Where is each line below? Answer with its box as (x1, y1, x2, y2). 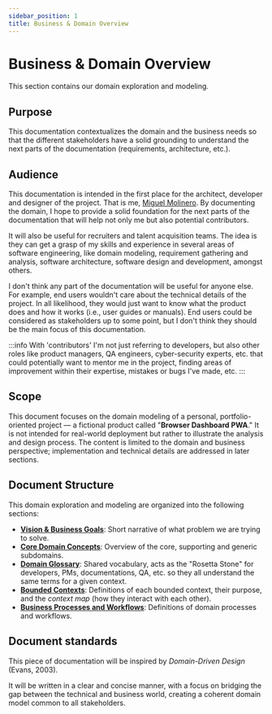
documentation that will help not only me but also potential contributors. (8, 215, 249, 225)
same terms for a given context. (19, 576, 127, 586)
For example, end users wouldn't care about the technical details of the (8, 290, 247, 300)
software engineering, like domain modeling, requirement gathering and (8, 248, 248, 258)
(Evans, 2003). (8, 664, 58, 674)
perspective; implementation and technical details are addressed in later (8, 445, 250, 456)
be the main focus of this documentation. (8, 325, 146, 335)
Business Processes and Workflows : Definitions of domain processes (19, 602, 257, 611)
